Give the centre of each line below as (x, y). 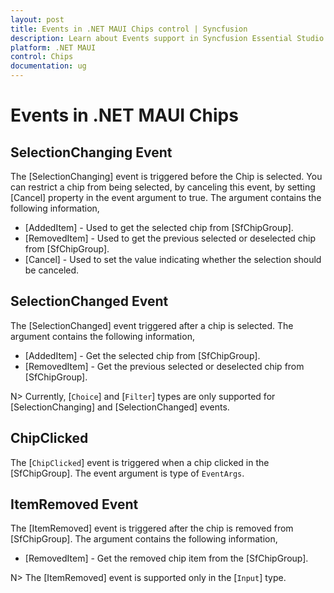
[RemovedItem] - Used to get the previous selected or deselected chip (170, 238)
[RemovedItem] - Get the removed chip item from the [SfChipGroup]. (166, 558)
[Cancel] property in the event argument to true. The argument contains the (166, 197)
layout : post (37, 19)
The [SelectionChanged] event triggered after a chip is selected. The (152, 325)
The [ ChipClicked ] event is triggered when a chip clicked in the (140, 462)
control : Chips (42, 57)
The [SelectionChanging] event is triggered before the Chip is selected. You (166, 176)
